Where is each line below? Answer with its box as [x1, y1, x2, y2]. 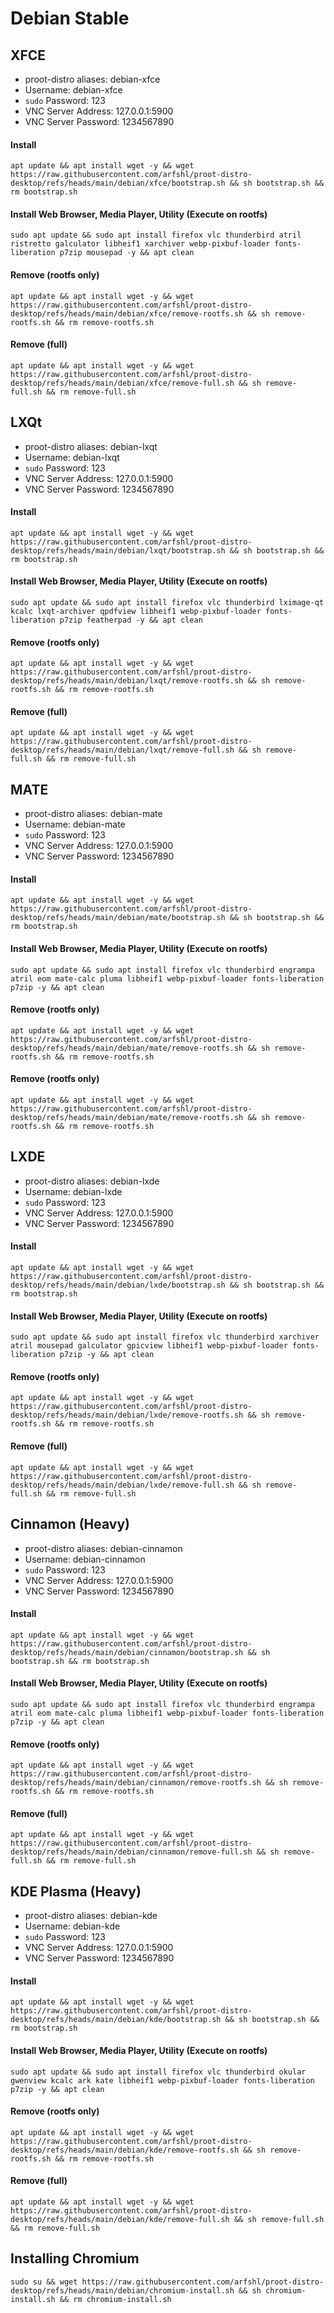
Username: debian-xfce [24, 84, 123, 96]
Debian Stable [10, 7, 130, 30]
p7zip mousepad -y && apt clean [59, 248, 195, 258]
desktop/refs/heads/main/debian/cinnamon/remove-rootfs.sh [10, 1778, 262, 1788]
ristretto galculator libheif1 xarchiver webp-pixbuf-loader [10, 239, 271, 249]
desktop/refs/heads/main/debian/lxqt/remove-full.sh [10, 745, 235, 756]
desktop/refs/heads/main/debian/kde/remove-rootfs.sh [10, 2145, 240, 2155]
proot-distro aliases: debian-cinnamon [24, 1542, 183, 1554]
